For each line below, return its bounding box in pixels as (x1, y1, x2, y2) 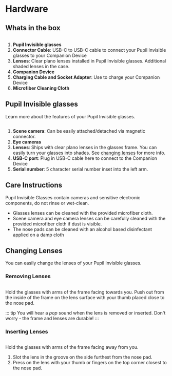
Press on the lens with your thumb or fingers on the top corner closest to (12, 360, 167, 366)
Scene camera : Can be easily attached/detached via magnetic (12, 128, 145, 134)
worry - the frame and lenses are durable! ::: (5, 315, 99, 321)
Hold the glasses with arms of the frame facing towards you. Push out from (5, 289, 164, 295)
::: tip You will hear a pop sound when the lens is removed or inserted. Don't (5, 309, 166, 316)
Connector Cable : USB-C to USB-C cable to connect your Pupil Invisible (12, 47, 166, 53)
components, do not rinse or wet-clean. (5, 200, 89, 206)
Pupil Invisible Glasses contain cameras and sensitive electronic (5, 194, 141, 200)
